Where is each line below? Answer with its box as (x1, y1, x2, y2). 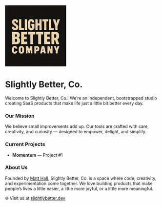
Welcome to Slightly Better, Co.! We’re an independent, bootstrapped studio (5, 95, 157, 101)
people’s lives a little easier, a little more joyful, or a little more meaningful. (5, 185, 154, 191)
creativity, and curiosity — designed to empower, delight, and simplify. (5, 129, 147, 135)
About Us (5, 164, 28, 171)
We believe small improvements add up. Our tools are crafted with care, (5, 124, 149, 129)
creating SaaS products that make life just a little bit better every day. (5, 100, 144, 106)
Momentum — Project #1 (12, 152, 63, 158)
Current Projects (5, 141, 45, 148)
